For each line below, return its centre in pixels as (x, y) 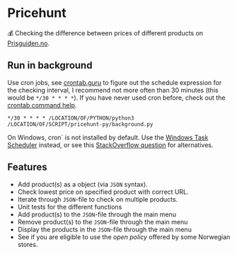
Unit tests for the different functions (70, 207)
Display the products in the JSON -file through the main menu (105, 229)
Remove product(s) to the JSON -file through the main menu (103, 221)
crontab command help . (42, 105)
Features (27, 167)
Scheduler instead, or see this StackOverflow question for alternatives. (110, 145)
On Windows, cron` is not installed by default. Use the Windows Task (108, 137)
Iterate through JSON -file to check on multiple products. (98, 199)
